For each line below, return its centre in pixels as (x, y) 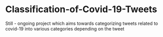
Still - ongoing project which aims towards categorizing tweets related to (82, 23)
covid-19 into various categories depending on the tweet (65, 28)
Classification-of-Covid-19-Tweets (81, 9)
